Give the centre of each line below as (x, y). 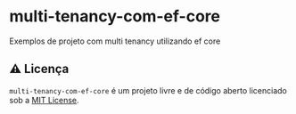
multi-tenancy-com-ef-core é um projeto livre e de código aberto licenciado (148, 90)
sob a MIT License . (44, 100)
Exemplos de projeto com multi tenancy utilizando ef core (115, 41)
